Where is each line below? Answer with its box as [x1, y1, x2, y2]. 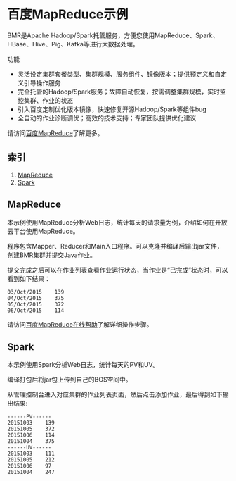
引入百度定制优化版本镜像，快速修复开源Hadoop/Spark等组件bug [17, 105, 207, 113]
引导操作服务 [23, 78, 61, 87]
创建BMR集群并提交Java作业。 [7, 251, 97, 259]
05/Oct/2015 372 [7, 301, 65, 308]
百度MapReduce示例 [7, 6, 129, 23]
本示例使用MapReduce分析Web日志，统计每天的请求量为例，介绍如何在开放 [7, 218, 228, 226]
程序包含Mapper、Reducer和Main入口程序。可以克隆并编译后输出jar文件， [7, 242, 223, 250]
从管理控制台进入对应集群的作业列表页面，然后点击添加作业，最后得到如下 [7, 390, 223, 399]
